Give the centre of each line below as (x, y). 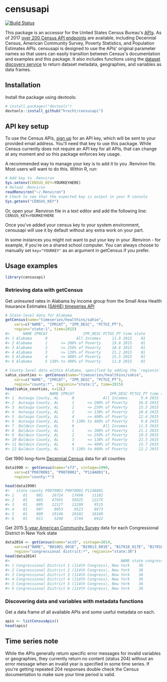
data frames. (18, 69)
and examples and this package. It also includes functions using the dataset (83, 59)
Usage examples (32, 266)
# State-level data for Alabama (39, 315)
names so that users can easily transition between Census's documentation (83, 54)
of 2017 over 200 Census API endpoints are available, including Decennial (81, 38)
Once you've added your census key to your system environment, (73, 225)
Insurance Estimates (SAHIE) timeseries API (50, 306)
